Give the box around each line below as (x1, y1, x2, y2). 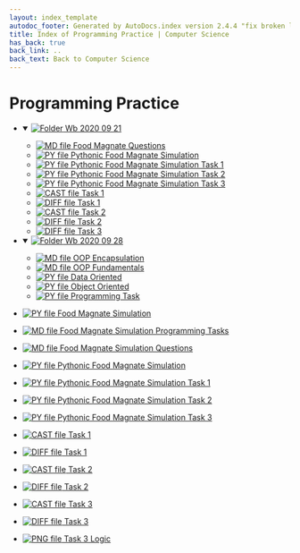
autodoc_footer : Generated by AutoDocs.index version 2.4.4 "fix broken (9, 21, 286, 30)
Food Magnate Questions (72, 140, 166, 150)
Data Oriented (71, 271, 122, 282)
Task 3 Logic (63, 533, 112, 544)
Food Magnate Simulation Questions (59, 342, 194, 353)
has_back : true (9, 38, 66, 47)
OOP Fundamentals (72, 261, 145, 273)
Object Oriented (71, 281, 129, 292)
